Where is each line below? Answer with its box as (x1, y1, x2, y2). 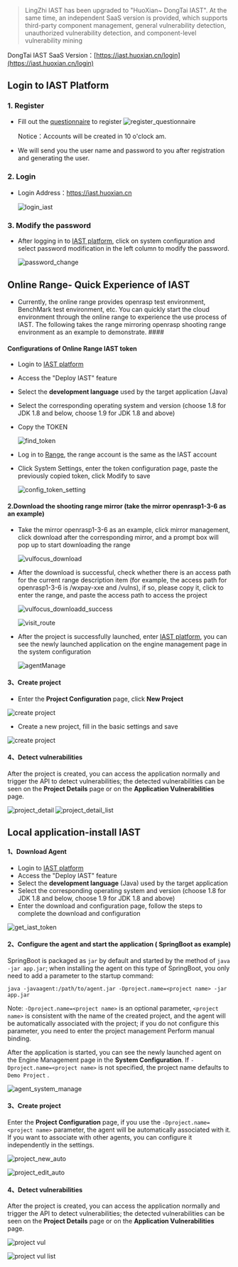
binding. (7, 1034, 32, 1043)
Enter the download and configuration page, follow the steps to (17, 901, 202, 910)
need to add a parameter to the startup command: (7, 971, 154, 980)
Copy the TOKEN (17, 423, 68, 432)
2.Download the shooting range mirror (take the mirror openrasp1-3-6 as (7, 501, 227, 510)
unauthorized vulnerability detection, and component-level (24, 28, 197, 37)
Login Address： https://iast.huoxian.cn (17, 188, 132, 197)
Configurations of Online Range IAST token (7, 344, 137, 353)
